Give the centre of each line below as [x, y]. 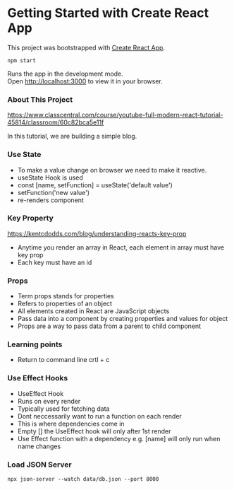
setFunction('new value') [54, 192]
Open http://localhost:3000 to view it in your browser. [85, 81]
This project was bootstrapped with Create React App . [86, 47]
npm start [22, 60]
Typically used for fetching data [63, 409]
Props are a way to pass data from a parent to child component [109, 326]
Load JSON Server [39, 465]
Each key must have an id [55, 262]
